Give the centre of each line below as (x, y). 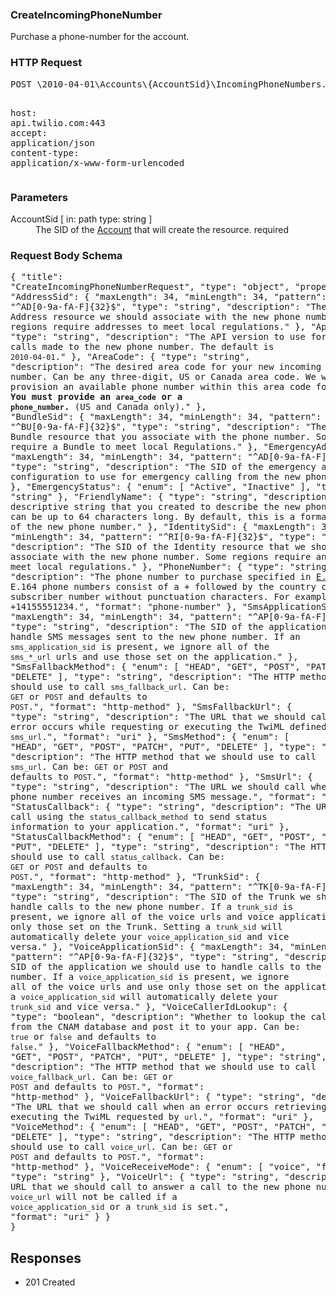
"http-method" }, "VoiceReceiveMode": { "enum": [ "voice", (161, 1167)
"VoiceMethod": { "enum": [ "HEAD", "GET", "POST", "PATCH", (163, 1127)
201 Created (50, 1282)
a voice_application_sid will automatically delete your (144, 997)
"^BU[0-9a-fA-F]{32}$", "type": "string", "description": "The (168, 427)
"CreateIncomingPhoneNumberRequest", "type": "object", (150, 287)
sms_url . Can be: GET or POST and (89, 767)
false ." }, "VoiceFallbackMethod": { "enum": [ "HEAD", (148, 1047)
